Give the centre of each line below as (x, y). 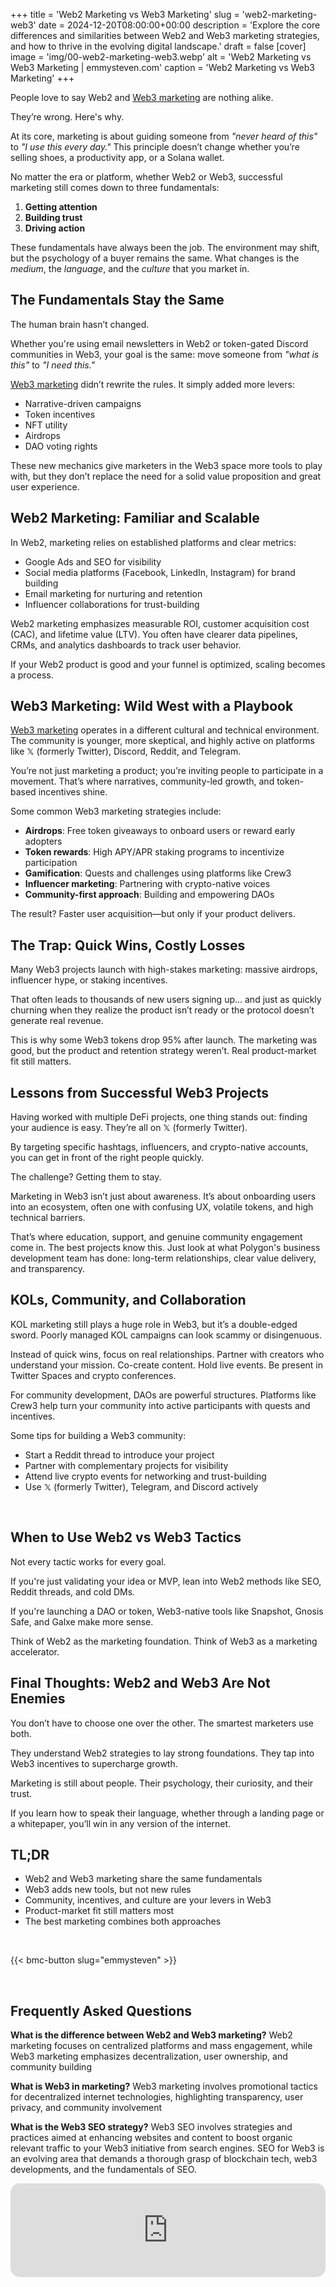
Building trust (53, 217)
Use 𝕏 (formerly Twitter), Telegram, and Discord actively (141, 1486)
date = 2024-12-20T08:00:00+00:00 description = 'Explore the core (179, 25)
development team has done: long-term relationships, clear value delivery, (163, 1258)
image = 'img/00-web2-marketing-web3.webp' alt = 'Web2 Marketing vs (161, 57)
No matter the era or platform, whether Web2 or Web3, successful (146, 177)
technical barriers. (48, 1218)
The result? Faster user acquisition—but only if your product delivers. (153, 914)
